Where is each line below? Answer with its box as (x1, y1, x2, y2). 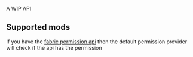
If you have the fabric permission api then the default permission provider (6, 38, 188, 45)
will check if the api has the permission (6, 44, 102, 51)
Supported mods (6, 22, 71, 32)
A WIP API (6, 5, 32, 12)
